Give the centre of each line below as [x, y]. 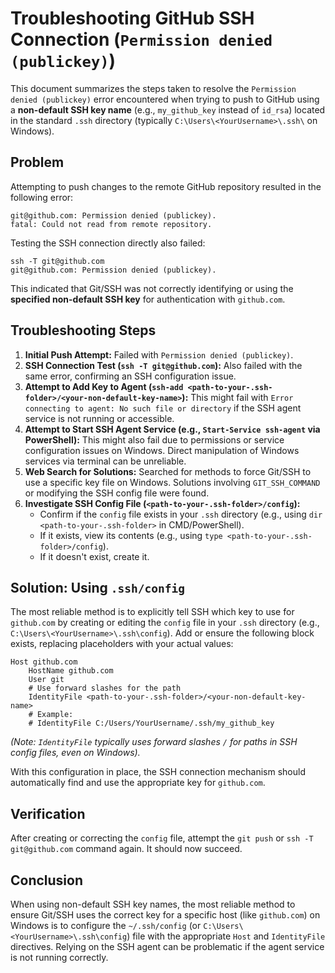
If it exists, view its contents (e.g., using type [131, 535]
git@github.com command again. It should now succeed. [126, 849]
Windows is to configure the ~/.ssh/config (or [106, 925]
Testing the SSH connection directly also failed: [108, 243]
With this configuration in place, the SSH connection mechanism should [158, 772]
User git [46, 680]
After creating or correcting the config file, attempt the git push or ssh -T [162, 838]
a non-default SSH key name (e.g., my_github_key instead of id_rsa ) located [168, 109]
